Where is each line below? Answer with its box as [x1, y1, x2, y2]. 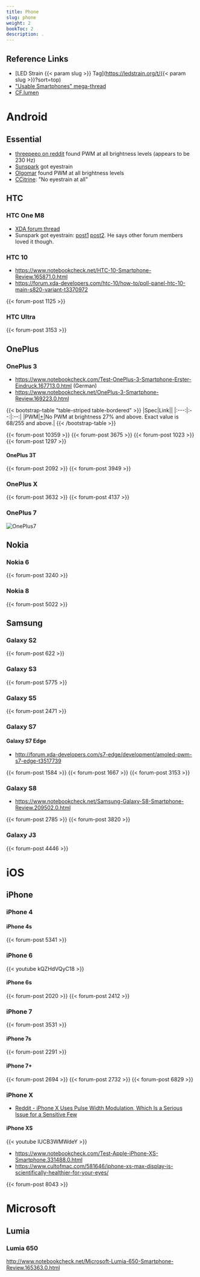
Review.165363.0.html [6, 1264, 60, 1271]
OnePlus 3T [6, 451, 36, 459]
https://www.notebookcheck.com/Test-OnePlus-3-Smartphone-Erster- [14, 376, 192, 383]
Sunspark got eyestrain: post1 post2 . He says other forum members [14, 231, 183, 238]
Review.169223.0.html [14, 395, 69, 402]
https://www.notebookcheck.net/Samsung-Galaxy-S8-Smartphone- [14, 798, 184, 805]
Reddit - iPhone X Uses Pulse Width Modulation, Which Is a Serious [14, 1104, 183, 1112]
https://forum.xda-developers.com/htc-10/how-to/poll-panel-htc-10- [14, 279, 186, 287]
